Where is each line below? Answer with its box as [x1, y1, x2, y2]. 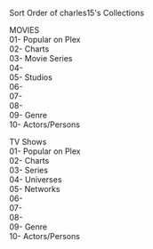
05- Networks [9, 184, 60, 194]
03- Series [9, 165, 49, 175]
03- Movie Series [9, 53, 73, 63]
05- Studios [9, 72, 53, 83]
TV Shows [9, 137, 47, 147]
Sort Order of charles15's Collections [9, 8, 145, 18]
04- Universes [9, 174, 62, 185]
